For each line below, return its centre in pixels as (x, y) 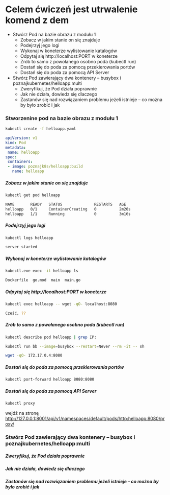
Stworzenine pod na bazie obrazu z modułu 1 (62, 118)
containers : (20, 162)
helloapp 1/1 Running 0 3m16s (68, 214)
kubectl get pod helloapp (33, 195)
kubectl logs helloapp (29, 238)
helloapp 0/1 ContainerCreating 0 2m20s (68, 209)
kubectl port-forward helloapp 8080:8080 (50, 380)
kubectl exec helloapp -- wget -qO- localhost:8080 (61, 304)
